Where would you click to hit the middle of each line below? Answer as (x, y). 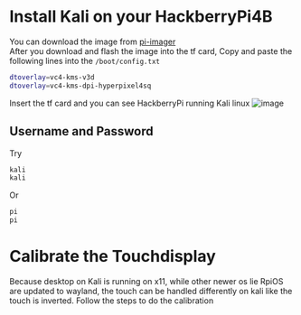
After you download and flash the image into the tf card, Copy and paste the (151, 51)
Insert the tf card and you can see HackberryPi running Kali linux (130, 103)
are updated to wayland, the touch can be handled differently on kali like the (151, 291)
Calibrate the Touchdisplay (113, 257)
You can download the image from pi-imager (93, 42)
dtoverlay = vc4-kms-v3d (52, 77)
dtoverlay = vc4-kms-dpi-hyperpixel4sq (80, 86)
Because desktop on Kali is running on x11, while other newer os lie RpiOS (146, 281)
